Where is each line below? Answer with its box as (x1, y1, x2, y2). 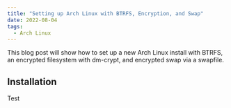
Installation (7, 75, 57, 87)
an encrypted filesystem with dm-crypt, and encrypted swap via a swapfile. (7, 56, 225, 64)
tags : (7, 23, 23, 30)
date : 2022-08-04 (7, 17, 58, 24)
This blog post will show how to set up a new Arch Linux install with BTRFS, (7, 48, 223, 57)
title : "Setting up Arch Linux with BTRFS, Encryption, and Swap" (7, 10, 204, 17)
